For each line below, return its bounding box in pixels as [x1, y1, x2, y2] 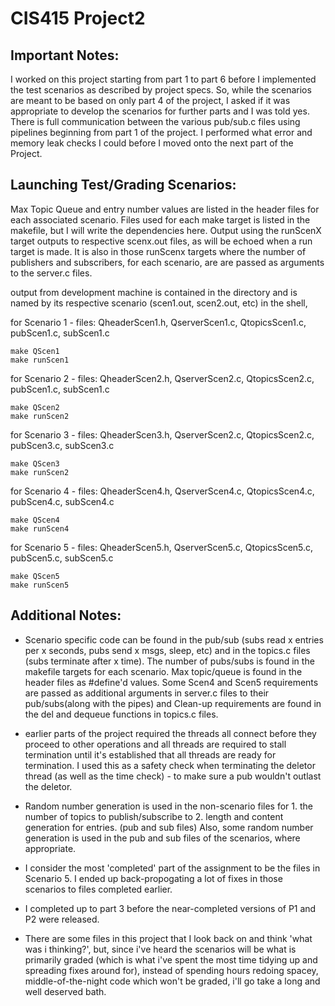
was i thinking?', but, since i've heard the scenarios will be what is [24, 943, 297, 955]
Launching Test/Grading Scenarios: [10, 177, 237, 194]
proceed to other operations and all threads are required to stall [24, 738, 287, 750]
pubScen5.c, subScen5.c [10, 552, 114, 564]
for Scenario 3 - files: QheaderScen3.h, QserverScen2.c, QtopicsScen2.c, [10, 428, 315, 441]
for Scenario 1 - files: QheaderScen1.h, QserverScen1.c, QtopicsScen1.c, [10, 316, 307, 328]
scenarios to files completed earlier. [24, 883, 173, 895]
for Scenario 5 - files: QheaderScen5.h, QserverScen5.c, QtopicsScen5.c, [10, 541, 314, 553]
